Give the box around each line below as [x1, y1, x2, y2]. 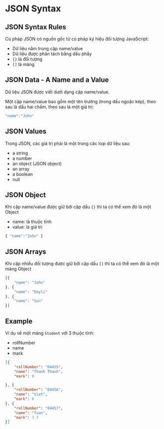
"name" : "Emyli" [14, 289, 48, 294]
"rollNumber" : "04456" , [14, 387, 63, 392]
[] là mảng [12, 62, 35, 67]
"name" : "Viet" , [14, 392, 48, 397]
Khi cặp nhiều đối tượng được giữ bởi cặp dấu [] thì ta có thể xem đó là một [5, 261, 160, 266]
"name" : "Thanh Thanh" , [14, 369, 63, 374]
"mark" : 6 [14, 397, 35, 402]
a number [12, 155, 32, 161]
